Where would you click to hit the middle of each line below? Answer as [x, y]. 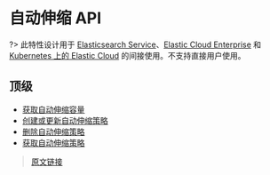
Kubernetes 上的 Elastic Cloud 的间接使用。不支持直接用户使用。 [127, 55]
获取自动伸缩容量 [53, 109]
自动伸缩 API [56, 18]
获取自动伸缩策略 [53, 142]
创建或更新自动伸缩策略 [65, 120]
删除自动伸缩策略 [53, 131]
